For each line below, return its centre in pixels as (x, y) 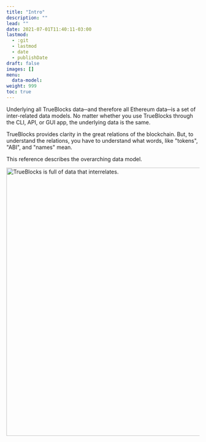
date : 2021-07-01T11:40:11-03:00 (49, 29)
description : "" (27, 18)
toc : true (19, 92)
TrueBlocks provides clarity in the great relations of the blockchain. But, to (100, 134)
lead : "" (17, 23)
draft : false (23, 63)
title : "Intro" (26, 12)
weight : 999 (21, 86)
